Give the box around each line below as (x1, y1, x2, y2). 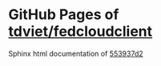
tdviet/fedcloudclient (8, 22, 153, 41)
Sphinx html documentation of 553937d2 (8, 49, 143, 58)
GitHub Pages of (8, 6, 119, 24)
